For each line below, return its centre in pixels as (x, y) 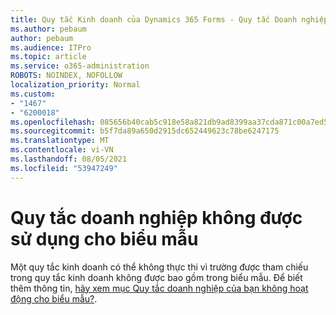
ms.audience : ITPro (51, 47)
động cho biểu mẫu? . (54, 298)
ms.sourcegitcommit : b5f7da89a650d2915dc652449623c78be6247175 (145, 131)
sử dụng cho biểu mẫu (104, 238)
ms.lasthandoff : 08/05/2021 (69, 159)
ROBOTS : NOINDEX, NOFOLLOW (66, 76)
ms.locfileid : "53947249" (64, 168)
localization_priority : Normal (75, 85)
